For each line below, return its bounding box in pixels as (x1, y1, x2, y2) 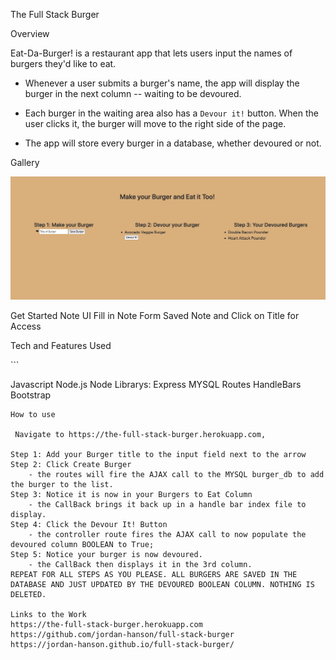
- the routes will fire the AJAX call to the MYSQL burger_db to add (28, 470, 325, 480)
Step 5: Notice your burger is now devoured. (10, 550, 203, 560)
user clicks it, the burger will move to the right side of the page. (24, 118, 287, 129)
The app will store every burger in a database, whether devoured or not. (24, 137, 322, 149)
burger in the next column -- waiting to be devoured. (24, 88, 242, 99)
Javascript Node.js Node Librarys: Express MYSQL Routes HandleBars (10, 379, 302, 391)
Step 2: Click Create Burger (10, 460, 132, 470)
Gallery (10, 157, 40, 168)
